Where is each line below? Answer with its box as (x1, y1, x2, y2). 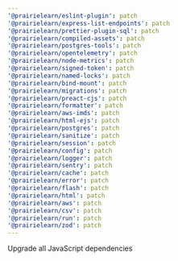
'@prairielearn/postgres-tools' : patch (7, 42, 142, 50)
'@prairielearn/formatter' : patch (7, 101, 124, 110)
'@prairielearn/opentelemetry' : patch (7, 49, 138, 57)
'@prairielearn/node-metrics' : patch (7, 57, 135, 65)
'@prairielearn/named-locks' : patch (7, 72, 130, 80)
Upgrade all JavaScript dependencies (7, 243, 133, 254)
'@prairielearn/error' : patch (7, 176, 110, 185)
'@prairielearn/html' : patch (7, 191, 106, 200)
